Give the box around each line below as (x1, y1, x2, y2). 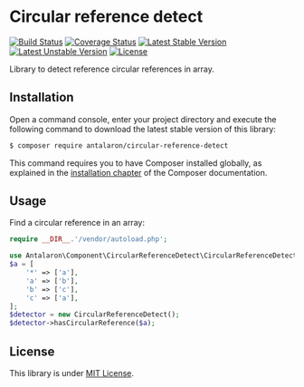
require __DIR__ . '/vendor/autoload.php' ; (9, 235, 168, 244)
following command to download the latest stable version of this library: (9, 123, 276, 134)
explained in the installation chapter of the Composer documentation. (9, 167, 268, 178)
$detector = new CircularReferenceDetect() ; (9, 310, 180, 319)
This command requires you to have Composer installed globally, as (9, 157, 262, 169)
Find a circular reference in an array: (9, 218, 145, 228)
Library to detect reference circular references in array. (9, 63, 215, 74)
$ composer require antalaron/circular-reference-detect (9, 140, 229, 150)
